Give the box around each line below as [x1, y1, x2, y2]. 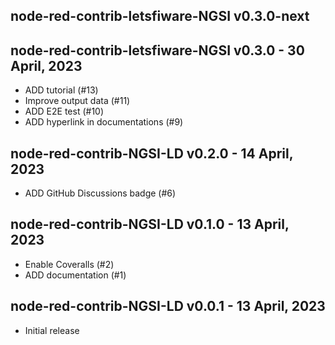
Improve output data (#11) [24, 95, 131, 107]
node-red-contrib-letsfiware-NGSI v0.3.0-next [10, 8, 310, 25]
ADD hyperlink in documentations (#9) [24, 116, 184, 128]
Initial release [24, 324, 80, 336]
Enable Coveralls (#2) [24, 258, 115, 270]
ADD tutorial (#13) [24, 84, 99, 96]
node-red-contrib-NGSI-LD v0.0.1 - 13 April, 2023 [10, 298, 326, 315]
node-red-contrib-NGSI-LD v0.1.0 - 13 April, [10, 216, 290, 233]
